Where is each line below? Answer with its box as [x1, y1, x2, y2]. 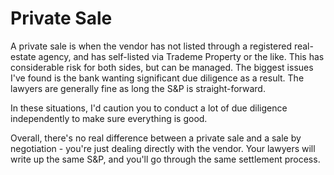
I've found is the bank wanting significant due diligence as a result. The [10, 72, 305, 84]
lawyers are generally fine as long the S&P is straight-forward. [10, 82, 266, 94]
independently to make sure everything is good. [10, 112, 208, 124]
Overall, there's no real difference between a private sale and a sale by [10, 132, 302, 144]
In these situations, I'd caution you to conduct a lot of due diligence [10, 102, 288, 114]
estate [10, 50, 37, 62]
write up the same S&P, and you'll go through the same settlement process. [10, 153, 321, 165]
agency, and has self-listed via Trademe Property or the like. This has [38, 50, 325, 62]
